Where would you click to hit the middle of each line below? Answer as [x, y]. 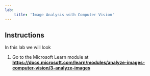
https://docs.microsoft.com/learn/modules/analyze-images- [78, 63]
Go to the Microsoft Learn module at [50, 57]
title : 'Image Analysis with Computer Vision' [64, 15]
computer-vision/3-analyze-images [51, 68]
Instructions [24, 35]
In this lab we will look [28, 47]
